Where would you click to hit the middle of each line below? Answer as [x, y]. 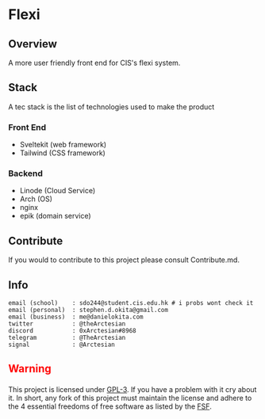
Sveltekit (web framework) [63, 145]
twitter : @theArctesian [67, 324]
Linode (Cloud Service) [58, 191]
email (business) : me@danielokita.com [76, 317]
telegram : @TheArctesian [67, 338]
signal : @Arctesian [61, 345]
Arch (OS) [36, 199]
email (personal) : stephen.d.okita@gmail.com [88, 310]
